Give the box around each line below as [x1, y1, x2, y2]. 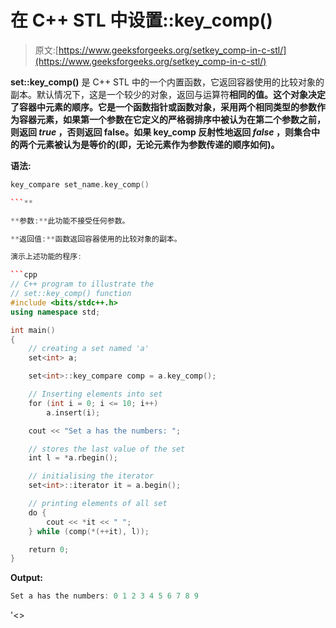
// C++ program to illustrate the [10, 279, 155, 290]
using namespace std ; [10, 307, 101, 317]
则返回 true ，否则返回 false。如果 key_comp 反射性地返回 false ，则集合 [10, 126, 312, 138]
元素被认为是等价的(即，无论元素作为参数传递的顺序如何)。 [36, 138, 280, 150]
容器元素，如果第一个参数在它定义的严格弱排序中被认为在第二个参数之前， [18, 113, 326, 125]
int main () [10, 325, 56, 335]
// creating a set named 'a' [28, 344, 150, 354]
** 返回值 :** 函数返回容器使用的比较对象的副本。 [10, 234, 182, 244]
